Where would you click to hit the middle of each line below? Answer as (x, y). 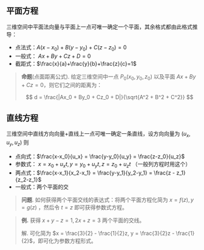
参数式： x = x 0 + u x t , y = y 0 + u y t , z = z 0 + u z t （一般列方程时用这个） (103, 165)
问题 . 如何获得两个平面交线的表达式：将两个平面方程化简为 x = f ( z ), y (107, 200)
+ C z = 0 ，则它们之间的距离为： (61, 85)
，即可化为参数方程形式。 (65, 241)
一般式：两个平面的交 (42, 187)
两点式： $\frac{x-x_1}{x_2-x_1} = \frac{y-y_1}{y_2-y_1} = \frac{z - (95, 173)
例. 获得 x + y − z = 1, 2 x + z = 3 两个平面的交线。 (83, 220)
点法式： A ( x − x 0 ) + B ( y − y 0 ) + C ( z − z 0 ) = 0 (71, 48)
